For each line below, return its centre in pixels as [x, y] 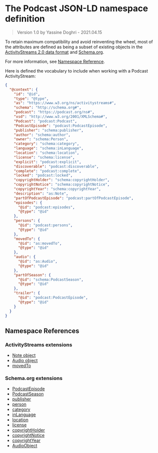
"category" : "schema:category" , [46, 144]
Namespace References [42, 331]
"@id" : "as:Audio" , [37, 262]
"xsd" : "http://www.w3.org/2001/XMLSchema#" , [61, 117]
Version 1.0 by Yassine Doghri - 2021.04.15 [59, 32]
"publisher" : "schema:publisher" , [49, 130]
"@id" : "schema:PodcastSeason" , [51, 280]
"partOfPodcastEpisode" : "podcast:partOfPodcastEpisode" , [74, 198]
